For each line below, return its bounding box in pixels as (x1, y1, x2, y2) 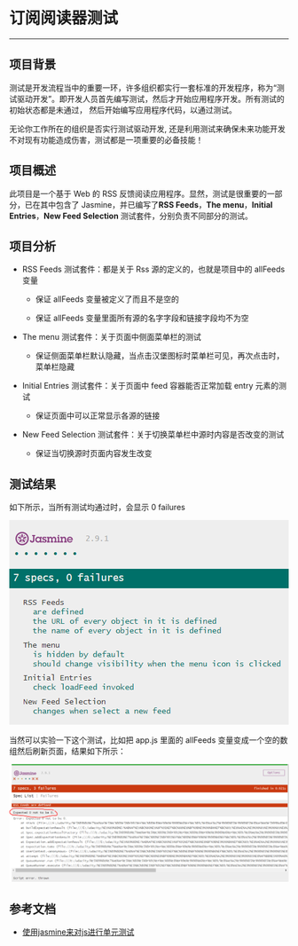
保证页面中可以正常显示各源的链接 (35, 410, 161, 422)
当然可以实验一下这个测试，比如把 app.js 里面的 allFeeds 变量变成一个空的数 (9, 735, 288, 745)
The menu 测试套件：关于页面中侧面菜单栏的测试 (21, 332, 202, 343)
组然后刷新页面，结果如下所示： (9, 746, 126, 757)
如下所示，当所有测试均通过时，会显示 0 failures (9, 502, 186, 513)
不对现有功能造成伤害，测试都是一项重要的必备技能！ (9, 134, 204, 145)
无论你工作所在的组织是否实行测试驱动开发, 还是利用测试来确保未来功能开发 (9, 123, 286, 134)
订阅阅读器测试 (9, 8, 119, 28)
